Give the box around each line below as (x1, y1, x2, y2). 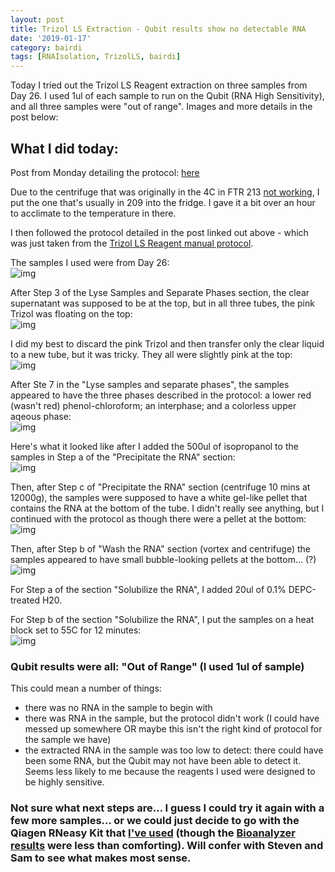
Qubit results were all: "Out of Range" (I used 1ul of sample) (10, 659, 305, 673)
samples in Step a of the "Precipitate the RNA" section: (10, 451, 236, 463)
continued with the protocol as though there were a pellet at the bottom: (10, 512, 307, 525)
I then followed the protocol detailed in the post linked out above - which (10, 226, 309, 238)
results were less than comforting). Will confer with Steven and (10, 839, 324, 853)
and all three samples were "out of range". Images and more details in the (10, 101, 313, 113)
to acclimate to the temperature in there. (10, 207, 177, 219)
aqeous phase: (10, 410, 72, 422)
